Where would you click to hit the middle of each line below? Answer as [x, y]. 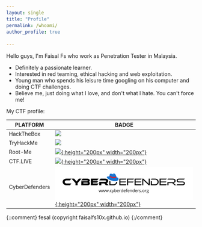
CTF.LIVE [20, 161]
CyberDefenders [29, 187]
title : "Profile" [28, 19]
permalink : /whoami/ [32, 25]
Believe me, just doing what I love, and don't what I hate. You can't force [104, 93]
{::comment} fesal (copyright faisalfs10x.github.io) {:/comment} [84, 217]
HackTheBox [25, 134]
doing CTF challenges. [43, 87]
